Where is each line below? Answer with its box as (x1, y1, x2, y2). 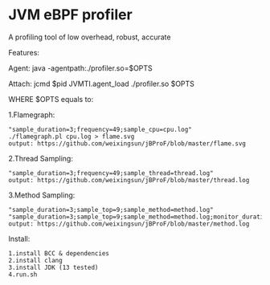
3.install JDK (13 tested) (8, 263, 99, 271)
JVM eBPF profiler (8, 6, 133, 24)
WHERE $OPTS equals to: (8, 94, 94, 104)
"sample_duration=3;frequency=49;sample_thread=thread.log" (8, 169, 215, 177)
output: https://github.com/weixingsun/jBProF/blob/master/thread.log (8, 176, 250, 184)
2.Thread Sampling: (8, 153, 74, 163)
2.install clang (8, 256, 63, 264)
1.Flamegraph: (8, 110, 55, 120)
